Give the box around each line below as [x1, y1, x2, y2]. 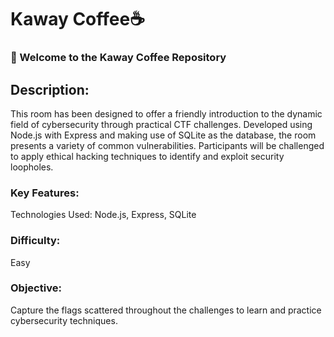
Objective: [10, 281, 62, 295]
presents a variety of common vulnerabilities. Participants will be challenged [10, 139, 325, 151]
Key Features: [10, 186, 80, 200]
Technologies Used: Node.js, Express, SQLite [10, 209, 197, 221]
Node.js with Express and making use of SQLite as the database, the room [10, 129, 317, 141]
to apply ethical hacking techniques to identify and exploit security [10, 150, 285, 162]
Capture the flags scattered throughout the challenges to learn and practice [10, 304, 322, 316]
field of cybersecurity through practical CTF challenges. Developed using [10, 118, 313, 130]
